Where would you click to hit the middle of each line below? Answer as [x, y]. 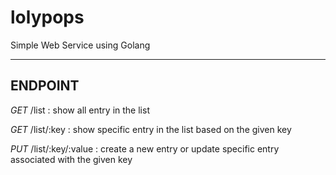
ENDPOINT [45, 86]
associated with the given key [71, 159]
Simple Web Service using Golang [80, 45]
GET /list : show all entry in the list [80, 110]
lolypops [47, 17]
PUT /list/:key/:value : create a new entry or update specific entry [145, 148]
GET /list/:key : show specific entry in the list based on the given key [151, 129]
